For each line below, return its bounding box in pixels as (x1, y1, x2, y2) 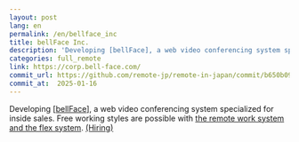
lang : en (9, 21, 42, 30)
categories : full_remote (9, 54, 101, 63)
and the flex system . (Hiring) (9, 122, 114, 133)
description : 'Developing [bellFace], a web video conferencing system (9, 46, 280, 55)
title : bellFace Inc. (9, 37, 90, 47)
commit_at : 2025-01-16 (9, 79, 98, 88)
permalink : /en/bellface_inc (9, 29, 117, 38)
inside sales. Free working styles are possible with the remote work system (9, 113, 285, 123)
